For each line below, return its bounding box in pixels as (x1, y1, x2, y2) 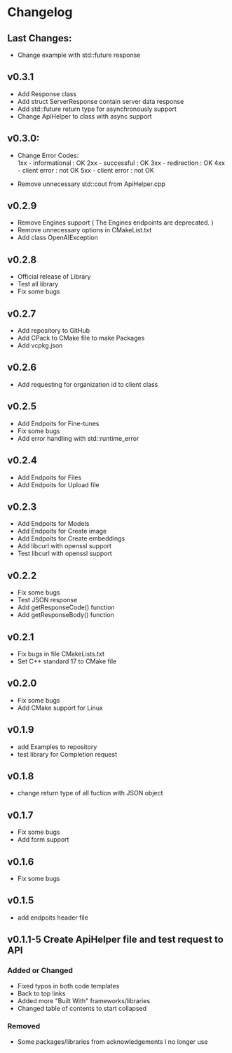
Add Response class (17, 89, 77, 98)
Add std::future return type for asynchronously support (17, 105, 177, 113)
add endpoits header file (17, 913, 89, 922)
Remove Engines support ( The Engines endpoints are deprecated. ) (17, 218, 214, 227)
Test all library (17, 280, 59, 289)
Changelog (7, 4, 73, 20)
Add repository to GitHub (17, 326, 90, 335)
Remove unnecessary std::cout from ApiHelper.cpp (17, 180, 166, 188)
